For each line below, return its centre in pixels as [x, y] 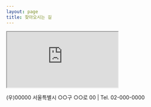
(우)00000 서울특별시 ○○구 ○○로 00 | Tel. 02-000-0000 [75, 97]
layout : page [22, 12]
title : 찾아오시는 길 [29, 17]
